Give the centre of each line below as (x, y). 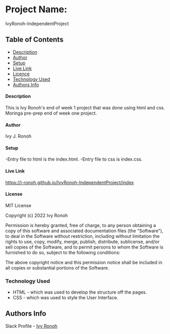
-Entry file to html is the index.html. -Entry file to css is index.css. (74, 159)
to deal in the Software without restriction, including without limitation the (82, 236)
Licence (21, 74)
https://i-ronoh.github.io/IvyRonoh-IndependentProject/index (70, 182)
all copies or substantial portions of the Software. (57, 268)
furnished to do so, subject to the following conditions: (63, 252)
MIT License (18, 205)
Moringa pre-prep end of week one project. (51, 113)
